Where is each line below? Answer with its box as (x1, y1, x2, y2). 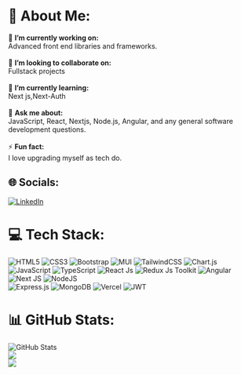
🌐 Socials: (8, 176, 60, 189)
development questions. (8, 125, 86, 134)
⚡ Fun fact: (8, 141, 45, 151)
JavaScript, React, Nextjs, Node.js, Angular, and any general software (8, 116, 234, 126)
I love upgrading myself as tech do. (8, 153, 122, 162)
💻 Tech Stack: (8, 225, 105, 243)
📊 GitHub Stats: (8, 311, 115, 329)
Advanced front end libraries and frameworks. (8, 41, 158, 50)
